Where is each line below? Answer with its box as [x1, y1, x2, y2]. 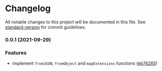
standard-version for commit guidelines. [5, 24, 86, 30]
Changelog [5, 3, 51, 14]
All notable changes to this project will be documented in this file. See [5, 19, 146, 25]
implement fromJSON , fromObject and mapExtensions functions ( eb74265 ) [12, 60, 158, 66]
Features [5, 49, 27, 56]
